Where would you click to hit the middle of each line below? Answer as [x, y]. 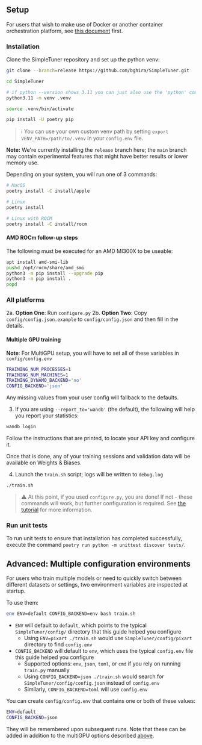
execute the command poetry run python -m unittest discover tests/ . [96, 545]
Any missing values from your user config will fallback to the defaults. [93, 397]
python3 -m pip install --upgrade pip [55, 273]
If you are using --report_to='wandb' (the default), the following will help [105, 410]
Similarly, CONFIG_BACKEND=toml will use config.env [86, 689]
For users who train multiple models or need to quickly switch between [94, 578]
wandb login [21, 427]
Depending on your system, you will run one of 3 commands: [82, 175]
